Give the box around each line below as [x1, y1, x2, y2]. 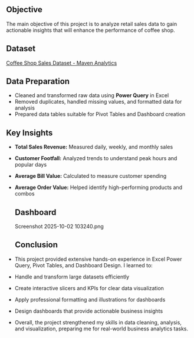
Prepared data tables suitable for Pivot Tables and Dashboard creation [14, 111, 186, 118]
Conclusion [14, 240, 58, 250]
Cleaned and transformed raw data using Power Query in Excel [14, 92, 169, 99]
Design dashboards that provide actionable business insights [14, 307, 163, 314]
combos [14, 190, 35, 197]
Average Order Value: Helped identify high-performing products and [14, 184, 183, 191]
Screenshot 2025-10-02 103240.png [14, 223, 104, 230]
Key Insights [6, 128, 53, 138]
